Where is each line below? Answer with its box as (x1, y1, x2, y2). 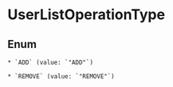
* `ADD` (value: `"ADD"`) (7, 58, 93, 66)
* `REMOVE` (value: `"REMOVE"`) (7, 73, 115, 81)
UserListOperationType (7, 6, 165, 24)
